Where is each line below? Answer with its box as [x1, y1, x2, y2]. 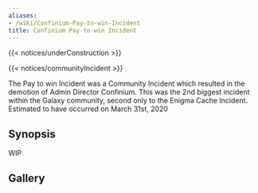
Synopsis [8, 127, 56, 141]
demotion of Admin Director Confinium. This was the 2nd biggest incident [8, 87, 250, 97]
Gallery [8, 172, 45, 185]
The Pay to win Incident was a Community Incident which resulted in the [8, 79, 245, 88]
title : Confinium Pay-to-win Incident [8, 26, 137, 34]
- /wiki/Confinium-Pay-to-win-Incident [8, 19, 141, 27]
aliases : [8, 11, 37, 20]
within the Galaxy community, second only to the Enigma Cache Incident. [8, 96, 248, 106]
